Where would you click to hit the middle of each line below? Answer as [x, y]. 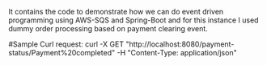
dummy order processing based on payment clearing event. [108, 28]
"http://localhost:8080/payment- [180, 44]
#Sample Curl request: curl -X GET [66, 44]
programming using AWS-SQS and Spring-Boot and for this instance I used [133, 20]
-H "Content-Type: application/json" [177, 53]
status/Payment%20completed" [62, 53]
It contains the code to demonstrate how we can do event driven [116, 12]
